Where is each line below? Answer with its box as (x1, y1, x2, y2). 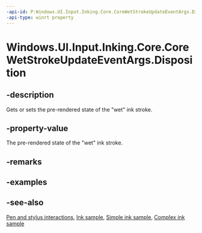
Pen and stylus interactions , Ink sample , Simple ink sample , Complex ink (6, 213, 185, 220)
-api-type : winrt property (6, 14, 74, 20)
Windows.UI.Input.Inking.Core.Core (6, 40, 189, 54)
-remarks (6, 157, 42, 167)
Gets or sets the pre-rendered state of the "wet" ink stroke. (6, 106, 153, 113)
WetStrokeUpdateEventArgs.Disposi (6, 53, 193, 67)
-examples (6, 177, 47, 187)
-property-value (6, 123, 69, 133)
